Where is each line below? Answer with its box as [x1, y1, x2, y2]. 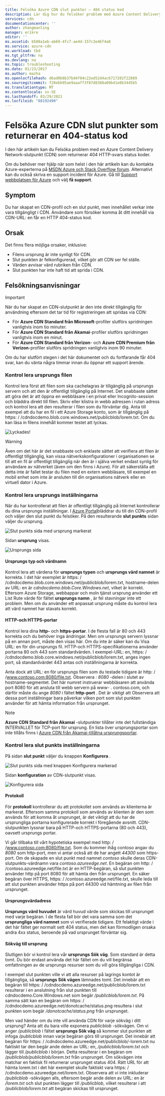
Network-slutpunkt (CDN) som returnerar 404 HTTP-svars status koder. [5, 152, 151, 158]
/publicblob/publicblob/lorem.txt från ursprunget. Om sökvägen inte [5, 1054, 142, 1060]
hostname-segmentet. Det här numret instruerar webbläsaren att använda [5, 679, 155, 685]
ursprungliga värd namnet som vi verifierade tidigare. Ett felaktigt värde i [5, 919, 154, 925]
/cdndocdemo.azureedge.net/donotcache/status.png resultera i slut [5, 1003, 143, 1009]
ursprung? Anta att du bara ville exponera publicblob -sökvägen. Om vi [5, 1023, 149, 1029]
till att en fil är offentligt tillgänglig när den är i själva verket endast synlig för [5, 458, 159, 464]
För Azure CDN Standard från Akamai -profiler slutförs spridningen [12, 329, 148, 335]
